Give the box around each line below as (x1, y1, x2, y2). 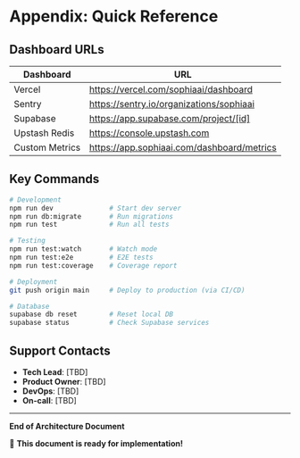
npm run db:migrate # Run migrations (9, 212, 174, 221)
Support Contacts (9, 343, 111, 358)
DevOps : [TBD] (21, 386, 79, 396)
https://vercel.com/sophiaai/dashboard (88, 83, 253, 96)
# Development (9, 195, 62, 204)
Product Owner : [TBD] (21, 377, 106, 387)
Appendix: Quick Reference (9, 6, 219, 27)
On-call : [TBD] (21, 396, 78, 405)
